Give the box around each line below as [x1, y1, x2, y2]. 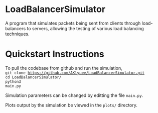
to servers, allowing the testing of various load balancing [27, 25, 144, 31]
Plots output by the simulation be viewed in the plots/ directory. [5, 102, 138, 108]
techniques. [5, 31, 30, 37]
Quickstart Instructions [5, 49, 104, 60]
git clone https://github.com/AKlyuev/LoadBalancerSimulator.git [5, 70, 144, 75]
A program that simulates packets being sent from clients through [5, 20, 141, 26]
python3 [5, 79, 22, 84]
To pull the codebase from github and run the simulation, [5, 65, 123, 71]
